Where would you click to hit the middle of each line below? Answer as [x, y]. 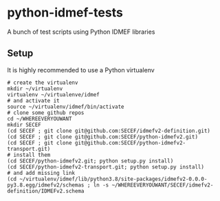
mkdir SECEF [24, 125]
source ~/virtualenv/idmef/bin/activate [66, 107]
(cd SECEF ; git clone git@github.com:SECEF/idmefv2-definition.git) [109, 131]
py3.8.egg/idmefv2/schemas [46, 185]
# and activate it [33, 100]
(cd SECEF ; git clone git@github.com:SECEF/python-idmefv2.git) [102, 137]
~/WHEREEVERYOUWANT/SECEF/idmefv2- [163, 185]
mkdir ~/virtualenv [35, 88]
